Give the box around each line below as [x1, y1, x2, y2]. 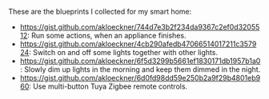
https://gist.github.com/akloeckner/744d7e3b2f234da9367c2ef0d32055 [19, 22, 260, 31]
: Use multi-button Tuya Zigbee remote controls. [29, 81, 188, 91]
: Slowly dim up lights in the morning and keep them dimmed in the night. [19, 65, 261, 74]
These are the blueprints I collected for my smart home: [8, 7, 192, 16]
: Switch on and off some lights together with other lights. [29, 48, 219, 57]
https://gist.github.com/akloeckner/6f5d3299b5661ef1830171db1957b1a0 [19, 56, 261, 65]
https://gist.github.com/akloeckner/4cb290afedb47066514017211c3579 [19, 39, 257, 49]
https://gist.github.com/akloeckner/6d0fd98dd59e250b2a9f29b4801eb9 [19, 73, 261, 82]
